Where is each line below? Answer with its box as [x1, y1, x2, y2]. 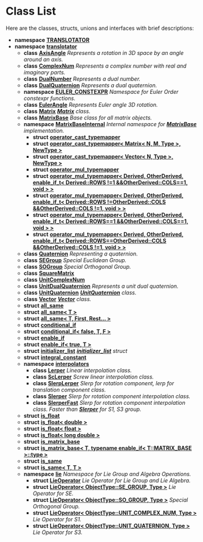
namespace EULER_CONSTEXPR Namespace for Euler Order [23, 88, 179, 95]
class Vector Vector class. [23, 295, 92, 302]
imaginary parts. [23, 68, 66, 76]
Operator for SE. [32, 490, 74, 497]
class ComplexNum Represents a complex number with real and [23, 62, 187, 70]
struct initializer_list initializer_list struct [23, 347, 128, 354]
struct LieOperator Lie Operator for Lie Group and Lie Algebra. [32, 477, 191, 484]
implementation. [23, 127, 64, 134]
